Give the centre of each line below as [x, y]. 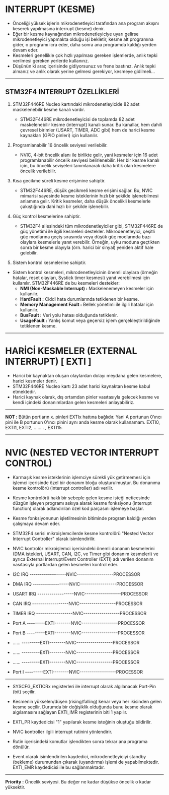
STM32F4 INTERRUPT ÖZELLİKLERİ [62, 92]
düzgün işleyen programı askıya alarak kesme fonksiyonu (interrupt [82, 503]
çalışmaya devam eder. [36, 523]
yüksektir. [15, 787]
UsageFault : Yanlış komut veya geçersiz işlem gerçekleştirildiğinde [90, 320]
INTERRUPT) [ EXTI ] [48, 361]
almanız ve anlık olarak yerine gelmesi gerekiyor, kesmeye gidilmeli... [84, 71]
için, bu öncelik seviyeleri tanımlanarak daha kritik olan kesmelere [88, 165]
